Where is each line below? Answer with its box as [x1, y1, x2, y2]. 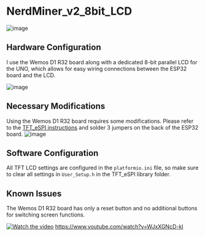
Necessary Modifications [6, 101, 106, 111]
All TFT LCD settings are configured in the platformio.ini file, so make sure [6, 164, 199, 172]
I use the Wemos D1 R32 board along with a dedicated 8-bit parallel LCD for [6, 58, 198, 65]
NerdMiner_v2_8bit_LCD [6, 4, 133, 18]
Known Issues [6, 188, 62, 199]
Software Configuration [6, 148, 99, 158]
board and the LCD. [6, 72, 56, 79]
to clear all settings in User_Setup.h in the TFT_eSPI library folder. [6, 171, 171, 178]
